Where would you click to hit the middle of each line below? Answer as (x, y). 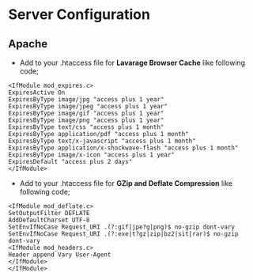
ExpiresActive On (37, 93)
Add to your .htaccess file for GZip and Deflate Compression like (126, 183)
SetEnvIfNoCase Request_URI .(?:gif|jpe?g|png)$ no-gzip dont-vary (122, 227)
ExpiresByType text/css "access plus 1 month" (86, 127)
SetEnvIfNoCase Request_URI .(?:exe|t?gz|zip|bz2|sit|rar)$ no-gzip (123, 234)
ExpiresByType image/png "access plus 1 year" (86, 120)
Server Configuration (79, 15)
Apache (28, 44)
